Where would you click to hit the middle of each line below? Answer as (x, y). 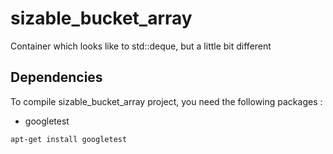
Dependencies (56, 77)
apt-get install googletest (69, 139)
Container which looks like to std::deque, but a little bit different (141, 46)
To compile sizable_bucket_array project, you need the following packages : (166, 101)
